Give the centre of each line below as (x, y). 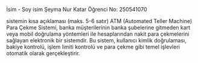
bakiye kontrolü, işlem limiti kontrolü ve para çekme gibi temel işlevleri (93, 47)
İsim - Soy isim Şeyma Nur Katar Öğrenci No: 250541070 (77, 9)
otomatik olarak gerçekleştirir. (43, 53)
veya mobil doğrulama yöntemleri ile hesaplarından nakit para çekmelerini (98, 34)
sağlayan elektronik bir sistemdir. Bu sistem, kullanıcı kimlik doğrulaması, (96, 40)
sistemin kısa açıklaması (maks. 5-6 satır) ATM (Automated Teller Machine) (99, 21)
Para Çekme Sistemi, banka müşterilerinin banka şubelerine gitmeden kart (98, 28)
